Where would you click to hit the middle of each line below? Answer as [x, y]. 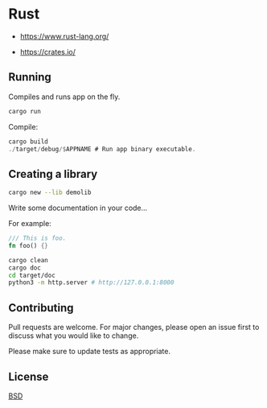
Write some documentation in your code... [78, 208]
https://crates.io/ [48, 52]
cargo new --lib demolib [50, 193]
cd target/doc [32, 275]
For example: [30, 224]
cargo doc [25, 268]
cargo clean [28, 260]
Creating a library [53, 174]
